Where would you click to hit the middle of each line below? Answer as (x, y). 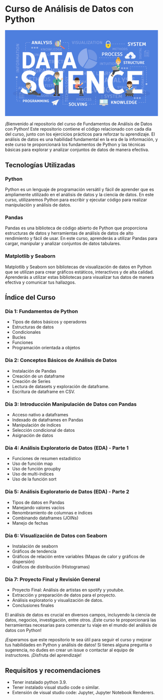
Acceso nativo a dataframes (40, 415)
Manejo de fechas (30, 523)
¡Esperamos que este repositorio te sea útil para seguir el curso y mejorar (78, 640)
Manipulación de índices (36, 425)
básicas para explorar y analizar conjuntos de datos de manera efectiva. (77, 150)
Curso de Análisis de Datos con (69, 9)
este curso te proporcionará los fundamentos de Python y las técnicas (75, 145)
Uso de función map (33, 464)
